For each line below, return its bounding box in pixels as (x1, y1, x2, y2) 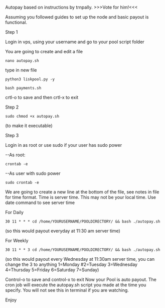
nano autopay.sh (5, 58, 39, 63)
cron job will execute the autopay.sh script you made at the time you (5, 282, 146, 288)
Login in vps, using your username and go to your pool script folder (5, 39, 144, 45)
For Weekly (5, 238, 29, 243)
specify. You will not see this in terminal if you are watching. (5, 287, 129, 293)
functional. (5, 20, 28, 25)
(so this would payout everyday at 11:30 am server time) (5, 228, 120, 234)
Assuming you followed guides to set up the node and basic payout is (5, 14, 149, 20)
